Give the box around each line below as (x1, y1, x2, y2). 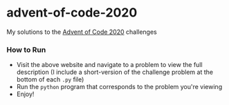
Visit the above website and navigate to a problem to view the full (16, 61, 203, 69)
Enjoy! (16, 90, 35, 98)
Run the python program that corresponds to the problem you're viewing (16, 83, 223, 91)
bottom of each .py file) (16, 75, 84, 84)
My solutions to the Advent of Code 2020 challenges (6, 28, 157, 36)
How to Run (6, 45, 46, 55)
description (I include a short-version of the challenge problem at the (16, 68, 214, 77)
